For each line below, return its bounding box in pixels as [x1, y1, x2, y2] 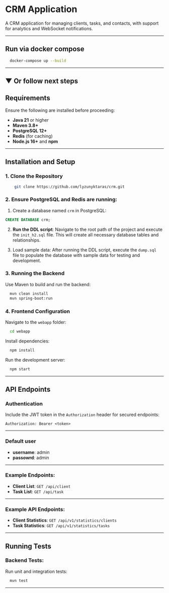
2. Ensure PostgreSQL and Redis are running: [5, 196, 117, 203]
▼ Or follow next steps [5, 77, 78, 86]
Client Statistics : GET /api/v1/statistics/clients [12, 517, 117, 524]
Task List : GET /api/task [12, 488, 64, 494]
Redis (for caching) [12, 133, 53, 139]
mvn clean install [10, 291, 49, 296]
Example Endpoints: [5, 472, 55, 479]
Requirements [5, 94, 50, 103]
